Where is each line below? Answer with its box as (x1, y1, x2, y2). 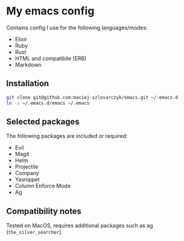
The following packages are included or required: (6, 132, 128, 140)
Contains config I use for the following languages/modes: (6, 24, 148, 31)
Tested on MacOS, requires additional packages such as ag (6, 222, 153, 229)
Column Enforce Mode (14, 182, 71, 189)
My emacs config (6, 4, 95, 18)
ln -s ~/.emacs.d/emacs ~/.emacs (6, 100, 90, 106)
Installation (6, 79, 49, 89)
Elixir (14, 35, 28, 43)
